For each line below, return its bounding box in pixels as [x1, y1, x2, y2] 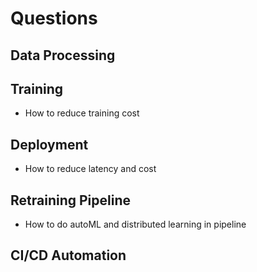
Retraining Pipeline [10, 192, 131, 209]
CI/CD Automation [10, 247, 127, 264]
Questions [10, 7, 98, 30]
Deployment [10, 136, 89, 153]
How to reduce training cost [24, 107, 140, 119]
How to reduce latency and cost [24, 163, 157, 175]
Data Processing [10, 47, 116, 64]
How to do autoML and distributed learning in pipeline [24, 218, 247, 231]
